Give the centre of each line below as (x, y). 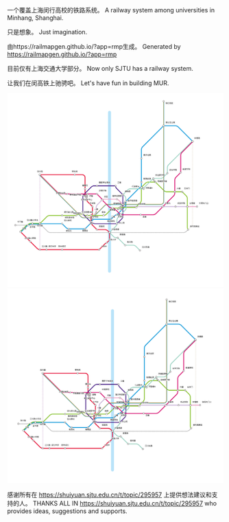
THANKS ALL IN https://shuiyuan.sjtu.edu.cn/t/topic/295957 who (125, 503)
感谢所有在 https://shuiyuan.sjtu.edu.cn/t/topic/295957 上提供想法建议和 (109, 495)
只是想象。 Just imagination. (47, 32)
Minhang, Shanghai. (35, 18)
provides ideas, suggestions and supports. (68, 511)
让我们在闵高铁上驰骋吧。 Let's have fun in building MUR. (88, 83)
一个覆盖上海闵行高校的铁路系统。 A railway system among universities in (111, 10)
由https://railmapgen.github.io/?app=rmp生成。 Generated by (94, 46)
